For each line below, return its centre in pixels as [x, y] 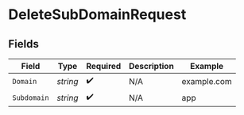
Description [151, 66]
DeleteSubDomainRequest [97, 15]
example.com [207, 81]
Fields [24, 44]
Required [104, 66]
